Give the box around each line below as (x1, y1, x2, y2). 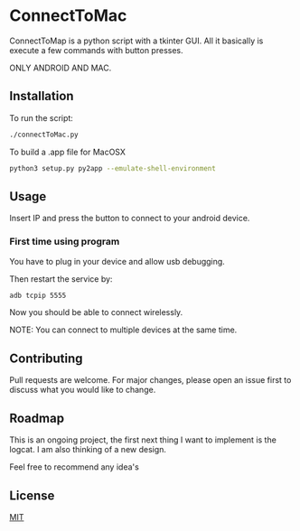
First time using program (9, 236, 120, 248)
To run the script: (9, 112, 74, 123)
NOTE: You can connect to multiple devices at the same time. (9, 324, 238, 335)
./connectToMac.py (9, 130, 79, 139)
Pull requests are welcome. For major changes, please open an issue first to (9, 375, 292, 386)
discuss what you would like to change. (9, 385, 156, 396)
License (9, 488, 55, 503)
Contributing (9, 350, 83, 366)
